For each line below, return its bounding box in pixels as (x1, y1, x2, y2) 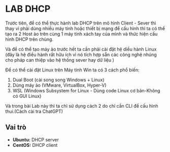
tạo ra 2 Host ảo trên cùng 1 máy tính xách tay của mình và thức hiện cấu (5, 31, 158, 37)
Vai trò (5, 123, 26, 132)
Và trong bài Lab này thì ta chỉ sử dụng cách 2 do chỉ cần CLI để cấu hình (5, 103, 158, 109)
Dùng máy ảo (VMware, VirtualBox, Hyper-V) (12, 82, 107, 88)
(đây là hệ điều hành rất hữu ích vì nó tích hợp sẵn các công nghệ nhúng (5, 52, 157, 58)
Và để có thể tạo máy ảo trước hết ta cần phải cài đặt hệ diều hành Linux (5, 46, 157, 52)
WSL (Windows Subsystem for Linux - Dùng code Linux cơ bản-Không (12, 87, 161, 93)
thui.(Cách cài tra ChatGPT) (5, 108, 63, 114)
